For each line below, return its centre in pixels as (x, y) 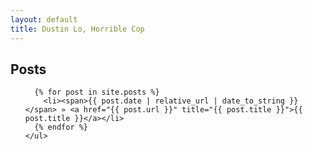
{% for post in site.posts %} (97, 92)
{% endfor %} (61, 127)
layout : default (44, 19)
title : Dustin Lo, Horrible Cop (77, 29)
